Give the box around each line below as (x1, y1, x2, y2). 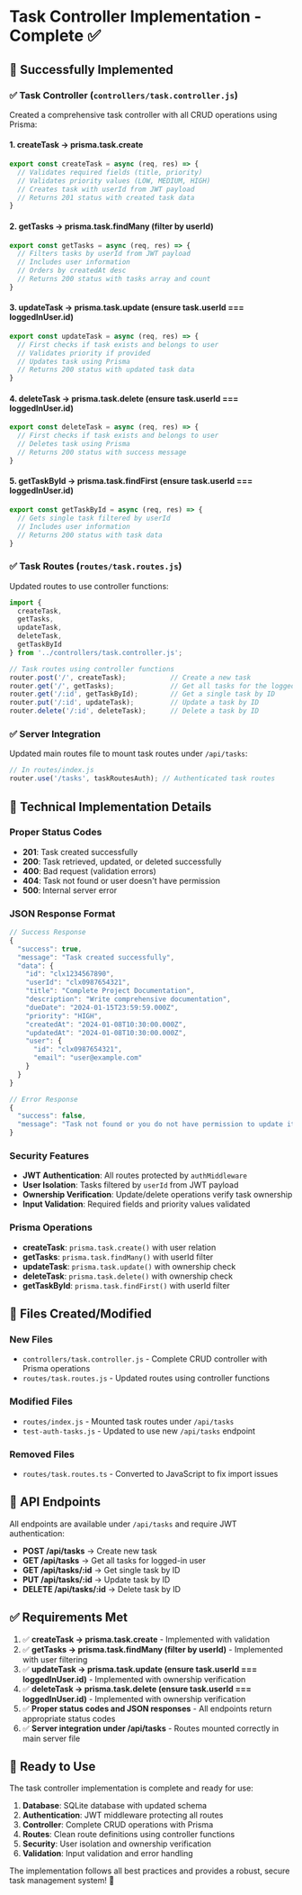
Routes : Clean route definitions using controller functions (22, 1829, 235, 1840)
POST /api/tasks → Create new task (22, 1545, 157, 1556)
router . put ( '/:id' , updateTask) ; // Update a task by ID (9, 698, 259, 707)
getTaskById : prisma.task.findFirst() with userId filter (22, 1280, 231, 1290)
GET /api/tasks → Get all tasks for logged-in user (22, 1554, 207, 1565)
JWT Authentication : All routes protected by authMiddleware (22, 1170, 247, 1181)
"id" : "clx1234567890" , (25, 970, 115, 979)
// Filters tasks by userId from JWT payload (17, 250, 191, 259)
